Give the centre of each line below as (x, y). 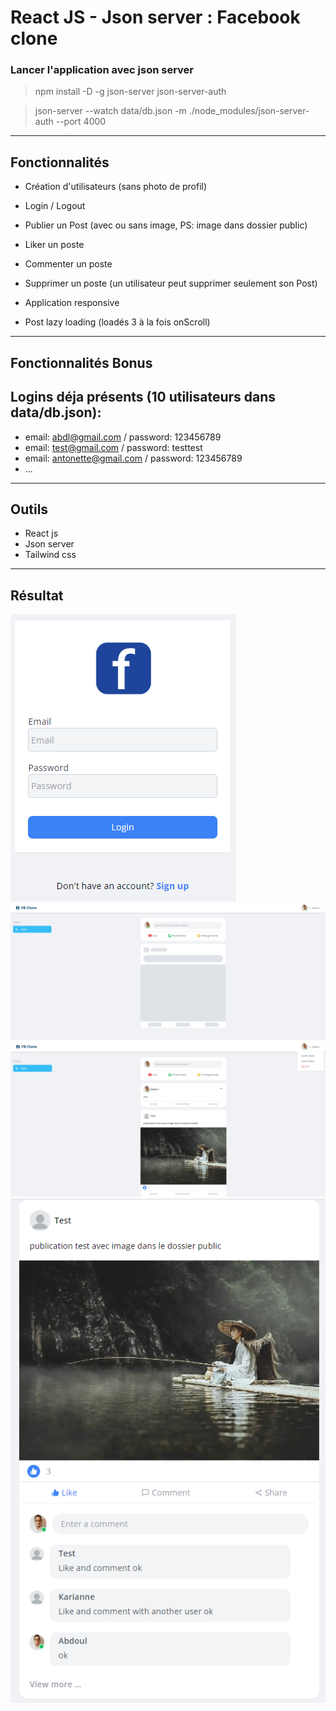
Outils (29, 509)
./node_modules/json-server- (249, 111)
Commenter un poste (68, 264)
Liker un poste (54, 245)
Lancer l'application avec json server (102, 70)
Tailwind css (50, 555)
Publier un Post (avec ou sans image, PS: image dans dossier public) (166, 225)
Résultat (37, 595)
